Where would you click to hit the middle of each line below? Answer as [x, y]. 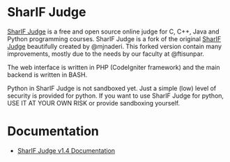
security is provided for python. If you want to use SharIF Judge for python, [116, 96]
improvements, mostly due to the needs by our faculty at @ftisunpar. [106, 54]
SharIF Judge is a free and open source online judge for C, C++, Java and [113, 31]
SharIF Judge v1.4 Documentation [66, 150]
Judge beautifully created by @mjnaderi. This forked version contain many [114, 46]
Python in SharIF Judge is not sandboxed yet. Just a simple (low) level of [112, 88]
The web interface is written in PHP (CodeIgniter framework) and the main [114, 67]
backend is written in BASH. [47, 75]
